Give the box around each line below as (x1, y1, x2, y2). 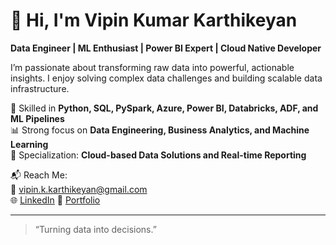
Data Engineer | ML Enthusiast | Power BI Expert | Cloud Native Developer (10, 42, 322, 54)
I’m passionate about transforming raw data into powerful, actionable (10, 61, 295, 73)
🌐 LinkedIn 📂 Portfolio (10, 194, 101, 206)
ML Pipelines (10, 112, 65, 124)
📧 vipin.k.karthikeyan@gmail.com (10, 183, 148, 195)
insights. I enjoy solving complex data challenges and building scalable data (10, 72, 323, 84)
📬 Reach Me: (10, 169, 68, 181)
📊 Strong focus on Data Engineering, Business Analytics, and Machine (10, 124, 310, 136)
